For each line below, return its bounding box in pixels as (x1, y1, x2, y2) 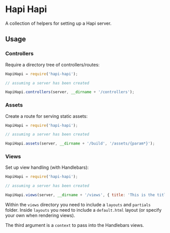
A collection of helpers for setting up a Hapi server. (5, 20, 112, 26)
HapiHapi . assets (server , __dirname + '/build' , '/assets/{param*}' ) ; (5, 141, 155, 146)
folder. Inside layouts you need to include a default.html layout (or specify (5, 207, 162, 213)
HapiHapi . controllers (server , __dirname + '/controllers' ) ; (5, 89, 135, 95)
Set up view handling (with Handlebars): (5, 164, 89, 170)
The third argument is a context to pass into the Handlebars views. (5, 222, 144, 228)
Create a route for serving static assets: (5, 113, 88, 119)
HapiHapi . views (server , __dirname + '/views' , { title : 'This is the (5, 193, 155, 198)
